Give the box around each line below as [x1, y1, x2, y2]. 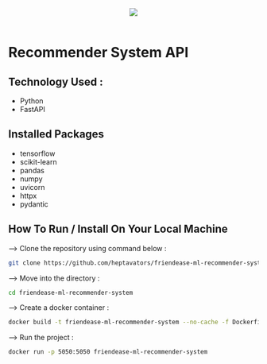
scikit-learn [19, 157, 57, 166]
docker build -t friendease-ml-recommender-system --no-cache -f [8, 318, 229, 327]
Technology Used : [8, 75, 103, 88]
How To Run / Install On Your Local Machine [8, 223, 228, 236]
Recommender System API [8, 44, 189, 62]
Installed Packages [8, 127, 105, 141]
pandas [19, 165, 45, 175]
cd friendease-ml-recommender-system [8, 288, 133, 296]
